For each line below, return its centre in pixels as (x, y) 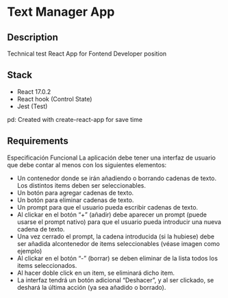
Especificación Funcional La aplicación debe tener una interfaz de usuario (111, 158)
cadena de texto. (41, 229)
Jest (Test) (32, 106)
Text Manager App (61, 12)
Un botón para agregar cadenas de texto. (75, 193)
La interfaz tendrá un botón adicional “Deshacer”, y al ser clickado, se (115, 280)
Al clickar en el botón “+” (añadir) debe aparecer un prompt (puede (112, 214)
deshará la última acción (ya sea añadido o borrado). (91, 287)
